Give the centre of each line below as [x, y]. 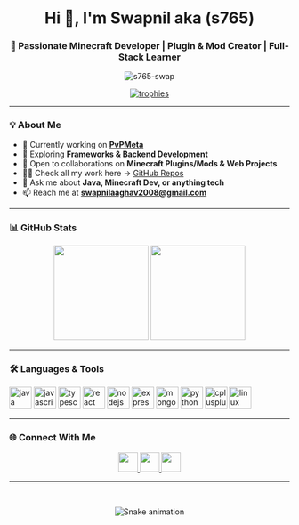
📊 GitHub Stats [43, 228]
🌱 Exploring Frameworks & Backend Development [115, 154]
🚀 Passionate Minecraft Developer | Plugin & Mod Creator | [138, 46]
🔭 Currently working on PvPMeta [83, 144]
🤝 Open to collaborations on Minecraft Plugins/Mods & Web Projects [149, 163]
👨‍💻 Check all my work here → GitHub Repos [103, 173]
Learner [163, 57]
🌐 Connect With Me [53, 438]
